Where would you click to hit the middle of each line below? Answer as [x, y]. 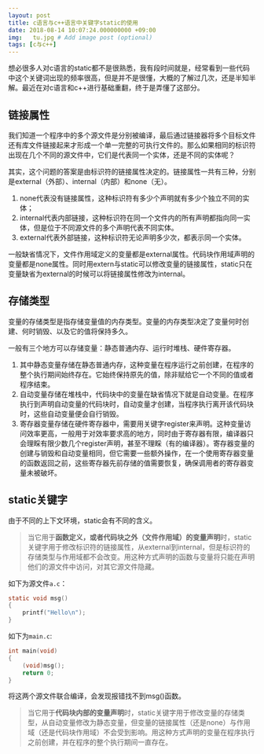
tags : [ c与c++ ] [32, 45]
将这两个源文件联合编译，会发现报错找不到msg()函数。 [97, 696]
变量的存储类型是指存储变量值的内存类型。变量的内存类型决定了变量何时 [125, 321]
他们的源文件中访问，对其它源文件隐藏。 [93, 566]
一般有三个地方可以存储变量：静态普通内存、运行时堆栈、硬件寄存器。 [122, 348]
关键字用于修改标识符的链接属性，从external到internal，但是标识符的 [139, 546]
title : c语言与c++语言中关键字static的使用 [73, 23]
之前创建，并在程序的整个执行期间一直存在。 [100, 742]
